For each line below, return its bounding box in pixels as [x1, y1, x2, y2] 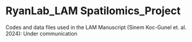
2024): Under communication [5, 30, 77, 37]
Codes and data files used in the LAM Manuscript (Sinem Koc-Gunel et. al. [5, 24, 187, 31]
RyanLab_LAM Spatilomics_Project [5, 4, 181, 18]
